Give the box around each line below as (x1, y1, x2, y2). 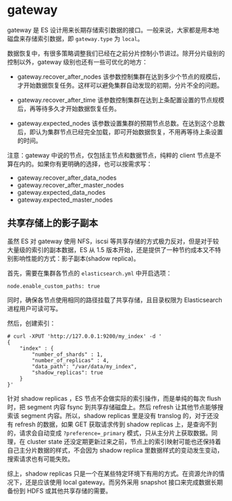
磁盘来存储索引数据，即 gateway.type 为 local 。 (7, 34, 144, 43)
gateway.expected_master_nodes (17, 196, 113, 204)
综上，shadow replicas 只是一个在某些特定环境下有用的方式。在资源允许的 (7, 469, 219, 478)
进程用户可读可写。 (7, 304, 62, 312)
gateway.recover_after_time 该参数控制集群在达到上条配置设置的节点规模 (17, 95, 224, 104)
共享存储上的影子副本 (7, 217, 98, 229)
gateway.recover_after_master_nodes (17, 180, 124, 189)
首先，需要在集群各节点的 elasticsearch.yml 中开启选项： (7, 269, 173, 277)
